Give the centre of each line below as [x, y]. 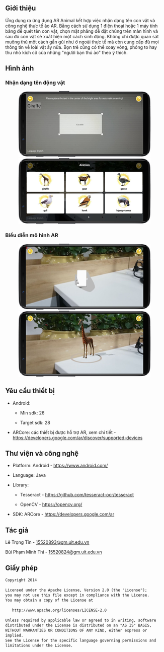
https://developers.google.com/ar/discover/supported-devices [77, 438]
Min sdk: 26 [32, 413]
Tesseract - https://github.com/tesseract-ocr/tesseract [77, 495]
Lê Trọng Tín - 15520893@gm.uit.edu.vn [47, 542]
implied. [14, 636]
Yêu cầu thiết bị [30, 391]
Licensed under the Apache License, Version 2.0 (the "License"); [76, 590]
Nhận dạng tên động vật [35, 83]
